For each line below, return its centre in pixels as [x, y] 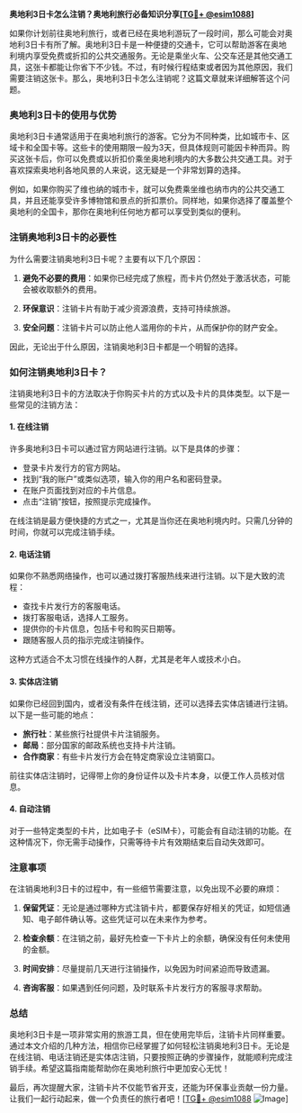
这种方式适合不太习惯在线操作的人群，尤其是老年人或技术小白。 [127, 659]
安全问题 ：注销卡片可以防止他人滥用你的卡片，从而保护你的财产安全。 [152, 327]
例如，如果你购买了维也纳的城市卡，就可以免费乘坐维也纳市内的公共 [135, 189]
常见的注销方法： [49, 404]
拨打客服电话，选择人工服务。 [77, 618]
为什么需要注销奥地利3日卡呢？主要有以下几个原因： [107, 258]
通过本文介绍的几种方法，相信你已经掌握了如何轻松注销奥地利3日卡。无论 [146, 1046]
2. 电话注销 [30, 554]
